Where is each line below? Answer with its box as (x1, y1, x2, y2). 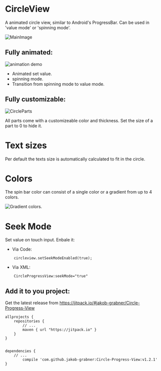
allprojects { (5, 314, 34, 320)
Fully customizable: (5, 95, 66, 103)
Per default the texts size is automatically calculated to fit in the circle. (5, 156, 145, 162)
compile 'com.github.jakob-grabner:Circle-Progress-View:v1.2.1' (22, 357, 158, 362)
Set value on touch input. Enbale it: (5, 237, 75, 243)
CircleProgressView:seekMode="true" (14, 274, 89, 279)
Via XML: (12, 264, 31, 270)
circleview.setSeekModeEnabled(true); (14, 256, 92, 261)
